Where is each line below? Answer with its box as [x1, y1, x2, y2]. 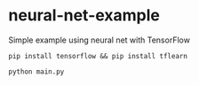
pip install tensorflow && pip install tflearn [8, 51, 188, 60]
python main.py [8, 67, 65, 76]
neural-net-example [8, 5, 161, 26]
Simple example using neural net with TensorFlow [8, 35, 190, 45]
